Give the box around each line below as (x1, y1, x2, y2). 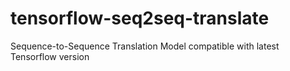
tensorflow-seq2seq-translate (10, 7, 270, 30)
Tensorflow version (10, 50, 90, 62)
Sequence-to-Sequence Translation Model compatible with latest (10, 40, 280, 52)
